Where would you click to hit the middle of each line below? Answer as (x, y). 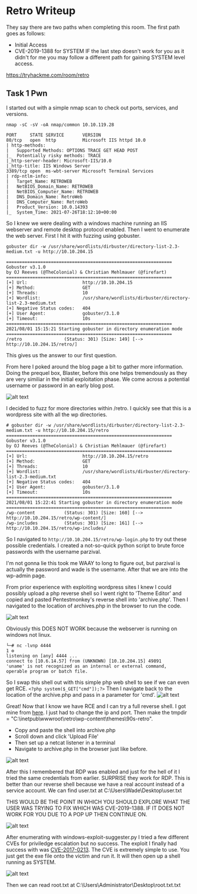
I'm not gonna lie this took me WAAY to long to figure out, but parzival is (93, 563)
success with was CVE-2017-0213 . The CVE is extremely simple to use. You (98, 849)
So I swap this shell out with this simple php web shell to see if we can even (98, 682)
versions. (17, 114)
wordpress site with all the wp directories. (57, 414)
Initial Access (31, 45)
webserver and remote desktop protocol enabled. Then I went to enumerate (98, 229)
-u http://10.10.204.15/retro (72, 430)
